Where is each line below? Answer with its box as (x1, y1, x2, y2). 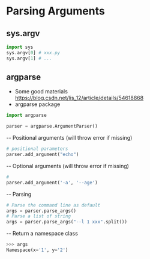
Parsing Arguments (6, 4, 105, 18)
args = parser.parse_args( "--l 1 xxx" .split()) (6, 219, 128, 225)
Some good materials (14, 88, 68, 95)
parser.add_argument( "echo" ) (6, 152, 79, 158)
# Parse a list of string (6, 213, 71, 219)
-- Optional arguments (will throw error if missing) (6, 162, 129, 169)
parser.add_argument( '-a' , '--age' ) (6, 179, 98, 186)
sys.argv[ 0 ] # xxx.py (6, 49, 61, 55)
